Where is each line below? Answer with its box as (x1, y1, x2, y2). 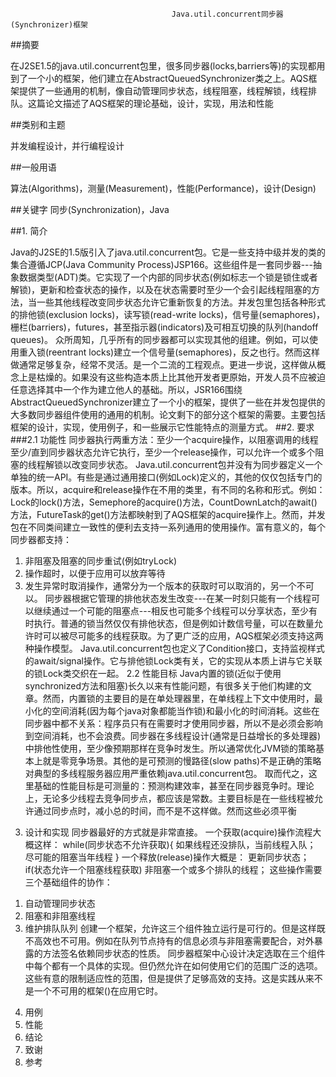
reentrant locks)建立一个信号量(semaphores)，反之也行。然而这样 (48, 346, 320, 358)
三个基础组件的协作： (24, 876, 113, 888)
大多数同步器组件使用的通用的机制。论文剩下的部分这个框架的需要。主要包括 (10, 409, 326, 420)
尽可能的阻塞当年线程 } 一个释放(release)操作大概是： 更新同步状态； (24, 851, 310, 863)
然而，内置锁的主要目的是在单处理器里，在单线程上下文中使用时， (42, 693, 315, 704)
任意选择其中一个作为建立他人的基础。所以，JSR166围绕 (10, 384, 243, 395)
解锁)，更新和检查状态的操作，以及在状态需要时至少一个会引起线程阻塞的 (10, 284, 312, 295)
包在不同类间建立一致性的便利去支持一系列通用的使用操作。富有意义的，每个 (10, 521, 326, 533)
